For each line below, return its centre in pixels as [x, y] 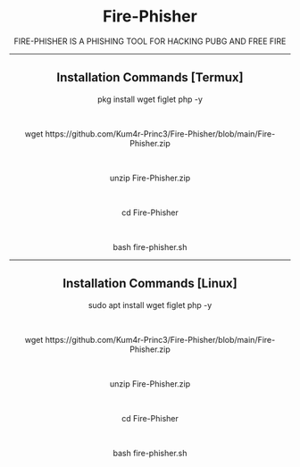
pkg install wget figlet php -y [150, 99]
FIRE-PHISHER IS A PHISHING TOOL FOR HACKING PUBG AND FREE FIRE [150, 41]
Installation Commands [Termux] [150, 78]
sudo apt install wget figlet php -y [150, 304]
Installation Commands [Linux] [150, 284]
